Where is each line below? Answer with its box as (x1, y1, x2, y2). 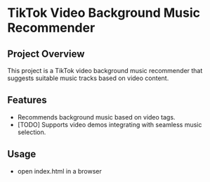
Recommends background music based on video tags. (17, 112, 176, 121)
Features (7, 94, 47, 106)
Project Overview (7, 48, 85, 60)
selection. (17, 128, 46, 136)
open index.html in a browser (17, 167, 102, 175)
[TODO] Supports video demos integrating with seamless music (17, 120, 202, 129)
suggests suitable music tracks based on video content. (7, 74, 169, 82)
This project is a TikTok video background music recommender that (7, 67, 203, 74)
